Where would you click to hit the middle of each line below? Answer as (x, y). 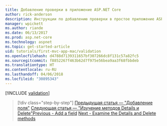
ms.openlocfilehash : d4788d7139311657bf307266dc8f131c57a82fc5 (72, 56)
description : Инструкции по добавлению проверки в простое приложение (80, 19)
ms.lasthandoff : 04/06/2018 (34, 74)
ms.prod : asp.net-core (29, 38)
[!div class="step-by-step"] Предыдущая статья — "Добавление (85, 103)
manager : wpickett (24, 24)
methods (26, 118)
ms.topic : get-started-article (38, 47)
